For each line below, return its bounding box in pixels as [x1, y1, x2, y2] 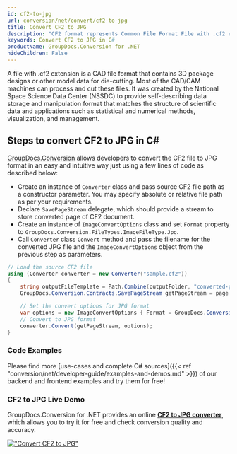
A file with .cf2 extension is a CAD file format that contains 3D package [7, 69, 214, 78]
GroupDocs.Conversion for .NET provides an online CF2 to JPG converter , [7, 411, 224, 419]
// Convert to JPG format [20, 315, 97, 322]
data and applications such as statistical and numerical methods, [7, 107, 196, 115]
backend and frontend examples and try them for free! [7, 376, 166, 385]
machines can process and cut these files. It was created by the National [7, 84, 219, 93]
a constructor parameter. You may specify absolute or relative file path [17, 190, 223, 198]
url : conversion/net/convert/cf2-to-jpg [7, 17, 128, 24]
